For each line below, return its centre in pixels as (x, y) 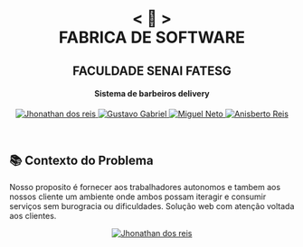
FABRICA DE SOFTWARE (152, 37)
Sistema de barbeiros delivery (152, 94)
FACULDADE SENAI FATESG (152, 71)
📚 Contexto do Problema (81, 161)
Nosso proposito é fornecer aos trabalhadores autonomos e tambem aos (145, 187)
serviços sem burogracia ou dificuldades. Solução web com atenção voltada (152, 206)
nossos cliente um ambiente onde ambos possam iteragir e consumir (138, 197)
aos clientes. (33, 215)
